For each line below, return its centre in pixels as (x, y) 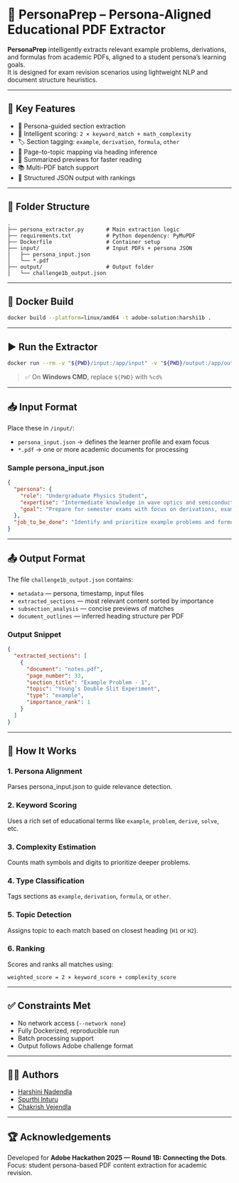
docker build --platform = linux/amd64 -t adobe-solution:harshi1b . (110, 318)
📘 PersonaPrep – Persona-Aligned (110, 15)
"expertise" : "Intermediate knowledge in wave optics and (108, 502)
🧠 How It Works (42, 751)
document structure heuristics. (53, 79)
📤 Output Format (46, 559)
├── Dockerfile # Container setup (84, 242)
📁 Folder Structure (49, 207)
